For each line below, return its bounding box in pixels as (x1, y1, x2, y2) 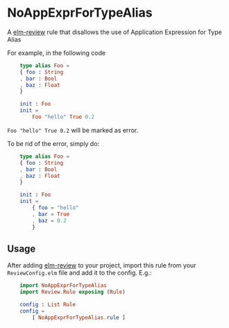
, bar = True (32, 211, 70, 218)
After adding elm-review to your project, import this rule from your (7, 261, 196, 270)
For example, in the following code (7, 49, 106, 57)
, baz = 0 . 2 (32, 217, 67, 224)
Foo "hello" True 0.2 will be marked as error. (7, 126, 139, 134)
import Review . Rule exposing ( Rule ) (19, 288, 126, 296)
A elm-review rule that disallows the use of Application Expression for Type (7, 28, 222, 36)
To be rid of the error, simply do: (7, 139, 100, 147)
